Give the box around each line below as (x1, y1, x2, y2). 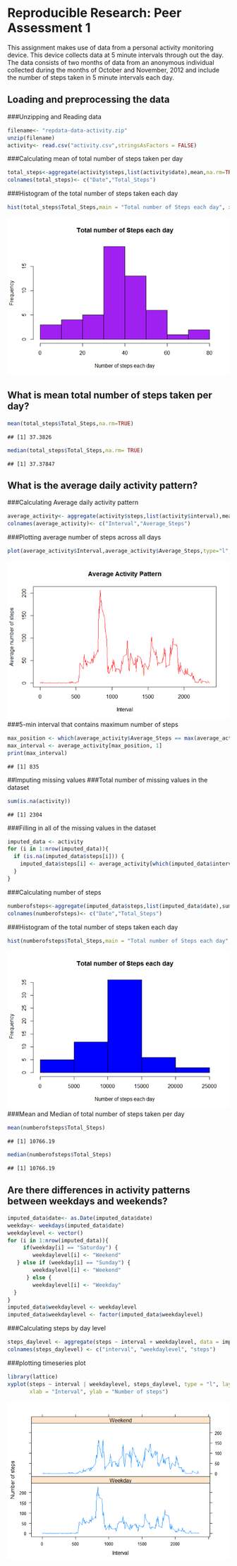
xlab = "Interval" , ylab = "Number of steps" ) (29, 1388, 169, 1395)
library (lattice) (7, 1373, 59, 1380)
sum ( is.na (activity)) (7, 797, 71, 805)
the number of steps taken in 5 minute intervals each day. (7, 73, 174, 82)
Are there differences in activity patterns (7, 1184, 190, 1196)
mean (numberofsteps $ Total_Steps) (7, 1125, 106, 1132)
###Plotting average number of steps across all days (7, 533, 162, 542)
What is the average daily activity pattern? (7, 479, 198, 491)
